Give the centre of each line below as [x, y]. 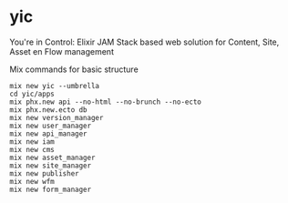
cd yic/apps [32, 94]
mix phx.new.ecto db [49, 110]
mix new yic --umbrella [55, 86]
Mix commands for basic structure [74, 69]
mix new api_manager [49, 134]
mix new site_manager [51, 166]
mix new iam [32, 142]
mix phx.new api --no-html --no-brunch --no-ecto [106, 102]
